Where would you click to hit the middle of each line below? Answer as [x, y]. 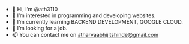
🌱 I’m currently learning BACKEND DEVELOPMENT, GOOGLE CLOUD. [97, 22]
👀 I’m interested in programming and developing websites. [84, 15]
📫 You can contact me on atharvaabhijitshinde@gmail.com [85, 35]
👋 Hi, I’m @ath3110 [35, 9]
